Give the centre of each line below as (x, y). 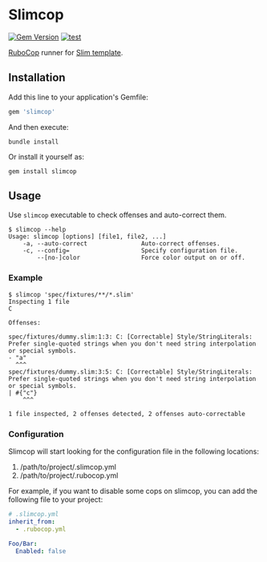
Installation (37, 78)
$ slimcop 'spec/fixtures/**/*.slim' (71, 294)
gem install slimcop (43, 171)
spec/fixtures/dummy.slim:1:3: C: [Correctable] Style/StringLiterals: (130, 337)
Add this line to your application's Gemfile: (78, 97)
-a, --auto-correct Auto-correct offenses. (121, 244)
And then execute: (38, 127)
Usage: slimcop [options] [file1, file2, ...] (87, 237)
